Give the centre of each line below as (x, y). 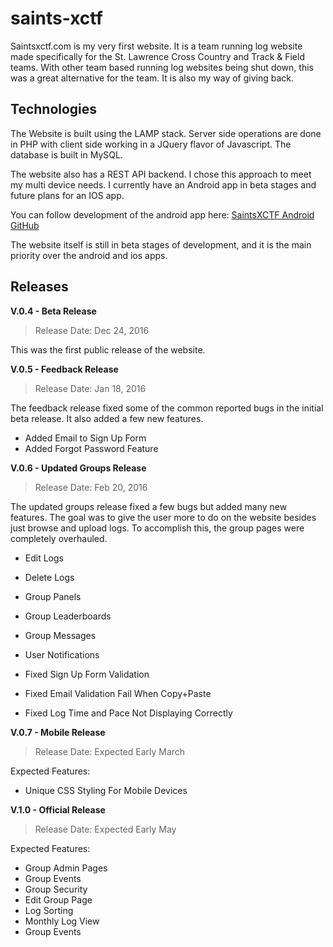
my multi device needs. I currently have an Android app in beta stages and (163, 184)
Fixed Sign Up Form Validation (87, 674)
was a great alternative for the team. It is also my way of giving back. (152, 78)
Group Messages (60, 635)
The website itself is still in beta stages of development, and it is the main (161, 244)
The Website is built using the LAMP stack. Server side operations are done (166, 133)
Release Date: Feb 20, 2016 (91, 487)
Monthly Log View (62, 921)
